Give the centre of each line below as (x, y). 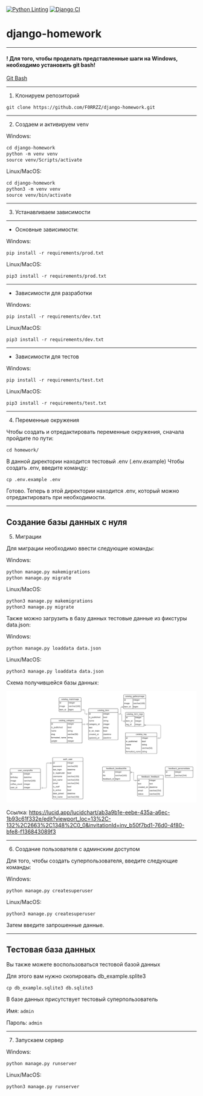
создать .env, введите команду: (47, 468)
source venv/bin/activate (39, 195)
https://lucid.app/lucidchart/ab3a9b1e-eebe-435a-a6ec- (100, 812)
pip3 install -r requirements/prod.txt (56, 276)
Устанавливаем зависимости (53, 212)
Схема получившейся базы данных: (53, 682)
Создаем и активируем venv (52, 125)
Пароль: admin (24, 1022)
